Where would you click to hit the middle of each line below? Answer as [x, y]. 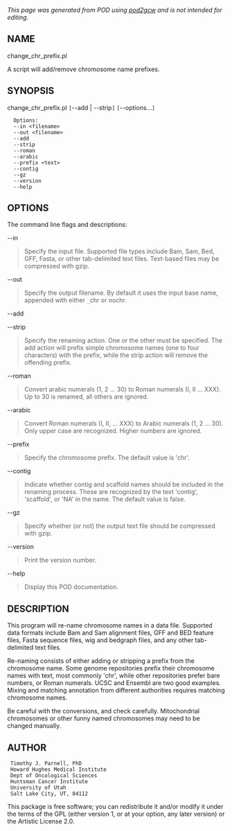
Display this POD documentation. [71, 587]
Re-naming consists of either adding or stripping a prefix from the [101, 661]
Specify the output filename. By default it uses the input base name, [121, 293]
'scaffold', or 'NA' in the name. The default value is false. [105, 499]
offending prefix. [48, 363]
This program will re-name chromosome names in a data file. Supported [110, 625]
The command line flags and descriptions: [67, 225]
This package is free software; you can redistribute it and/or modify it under [115, 807]
